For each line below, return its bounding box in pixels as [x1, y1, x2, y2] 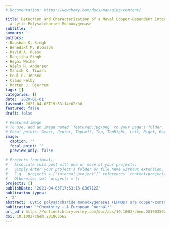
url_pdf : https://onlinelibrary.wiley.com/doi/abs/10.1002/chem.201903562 [5, 209, 166, 214]
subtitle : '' [5, 26, 33, 31]
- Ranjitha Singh [5, 54, 42, 59]
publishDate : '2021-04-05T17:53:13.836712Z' [5, 185, 101, 191]
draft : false [5, 111, 33, 116]
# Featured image [5, 120, 42, 125]
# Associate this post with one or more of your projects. [5, 162, 137, 167]
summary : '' [5, 31, 30, 36]
